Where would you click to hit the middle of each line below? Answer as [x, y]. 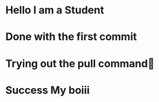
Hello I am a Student [55, 10]
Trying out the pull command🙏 [80, 63]
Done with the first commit [71, 37]
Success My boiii [47, 90]
